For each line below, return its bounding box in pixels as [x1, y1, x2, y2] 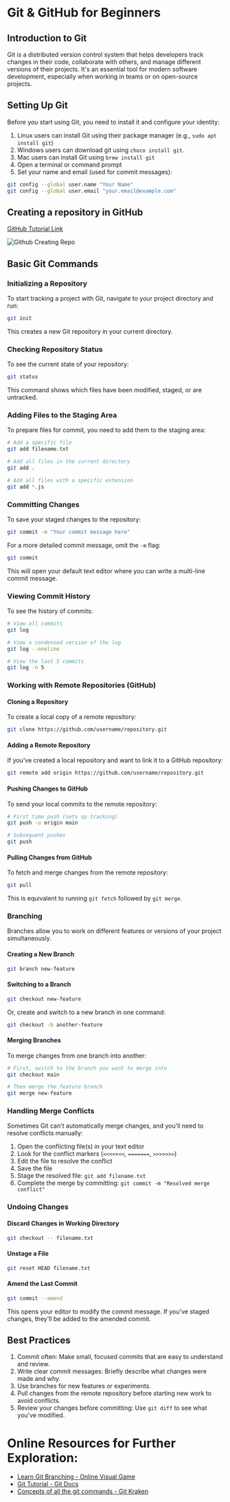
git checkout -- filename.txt [7, 1234, 94, 1241]
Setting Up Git [7, 100, 69, 111]
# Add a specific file [7, 439, 72, 447]
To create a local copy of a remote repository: [7, 713, 137, 721]
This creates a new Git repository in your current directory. [7, 327, 173, 335]
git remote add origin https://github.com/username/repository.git [7, 769, 205, 777]
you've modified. [16, 1411, 65, 1419]
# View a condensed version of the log [7, 639, 122, 646]
